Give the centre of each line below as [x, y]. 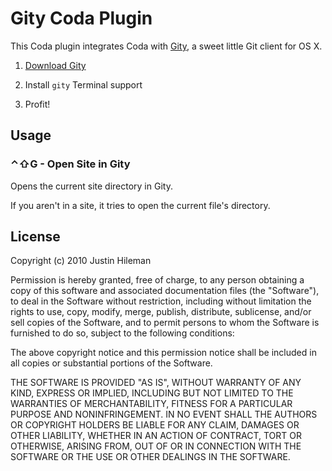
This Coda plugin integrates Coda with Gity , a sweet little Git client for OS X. [166, 46]
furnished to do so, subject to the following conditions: [122, 333]
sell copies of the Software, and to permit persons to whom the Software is [165, 323]
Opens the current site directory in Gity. [91, 186]
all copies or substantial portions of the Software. [111, 363]
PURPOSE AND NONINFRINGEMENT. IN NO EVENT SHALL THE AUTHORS [164, 414]
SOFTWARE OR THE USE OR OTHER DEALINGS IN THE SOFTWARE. [150, 457]
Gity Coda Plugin [81, 18]
